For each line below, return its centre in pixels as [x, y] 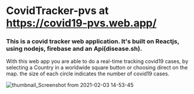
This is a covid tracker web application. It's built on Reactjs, [93, 41]
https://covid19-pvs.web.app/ [81, 23]
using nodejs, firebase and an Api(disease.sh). [74, 49]
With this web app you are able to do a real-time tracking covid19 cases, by [97, 61]
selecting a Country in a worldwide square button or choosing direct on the [97, 68]
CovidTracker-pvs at [57, 11]
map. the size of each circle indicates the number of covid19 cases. [88, 74]
